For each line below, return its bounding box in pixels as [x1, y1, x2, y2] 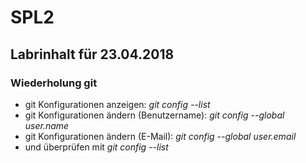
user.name [24, 119, 70, 131]
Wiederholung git [10, 76, 98, 90]
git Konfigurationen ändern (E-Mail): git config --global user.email [24, 130, 297, 142]
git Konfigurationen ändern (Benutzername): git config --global [24, 109, 285, 121]
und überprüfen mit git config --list [24, 141, 169, 153]
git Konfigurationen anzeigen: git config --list [24, 98, 211, 110]
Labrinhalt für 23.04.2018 [10, 46, 175, 63]
